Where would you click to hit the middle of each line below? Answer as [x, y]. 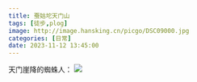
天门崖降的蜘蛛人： [40, 70]
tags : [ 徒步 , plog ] [38, 23]
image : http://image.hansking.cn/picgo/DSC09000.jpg [99, 31]
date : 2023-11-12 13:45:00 [54, 46]
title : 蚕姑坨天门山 [39, 16]
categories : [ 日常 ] [40, 38]
